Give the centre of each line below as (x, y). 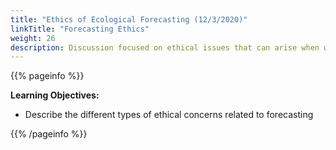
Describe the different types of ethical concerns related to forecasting (169, 115)
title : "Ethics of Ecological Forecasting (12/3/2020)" (129, 19)
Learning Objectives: (55, 95)
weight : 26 (33, 38)
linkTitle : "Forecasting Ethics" (80, 29)
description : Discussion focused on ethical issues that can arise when (165, 47)
